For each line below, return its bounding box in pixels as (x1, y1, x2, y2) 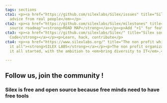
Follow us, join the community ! (5, 71, 104, 80)
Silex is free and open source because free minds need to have (5, 86, 160, 93)
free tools (5, 92, 29, 99)
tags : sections (5, 7, 37, 12)
